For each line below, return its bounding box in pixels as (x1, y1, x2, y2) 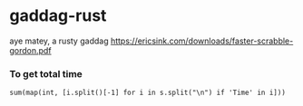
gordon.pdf (9, 44, 52, 55)
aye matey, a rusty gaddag (9, 35, 109, 46)
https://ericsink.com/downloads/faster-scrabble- (110, 35, 294, 46)
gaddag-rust (9, 5, 107, 26)
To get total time (9, 67, 83, 80)
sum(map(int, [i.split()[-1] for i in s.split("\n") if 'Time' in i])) (9, 88, 286, 98)
